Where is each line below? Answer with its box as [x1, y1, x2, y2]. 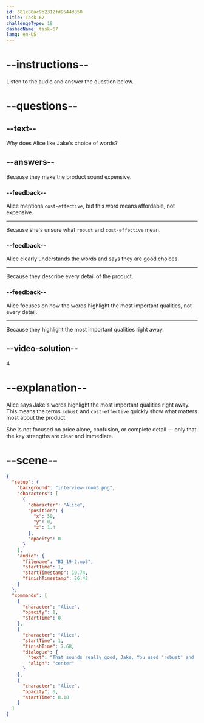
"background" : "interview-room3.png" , [17, 485, 115, 491]
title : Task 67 [6, 15, 45, 21]
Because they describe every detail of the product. [6, 273, 134, 280]
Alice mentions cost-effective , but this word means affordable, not [6, 202, 175, 210]
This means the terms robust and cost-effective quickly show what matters [6, 407, 197, 414]
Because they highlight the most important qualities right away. [6, 326, 164, 333]
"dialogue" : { [22, 649, 59, 655]
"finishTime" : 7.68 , [22, 643, 75, 649]
